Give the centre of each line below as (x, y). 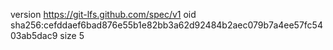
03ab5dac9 (34, 35)
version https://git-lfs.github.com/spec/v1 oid (103, 14)
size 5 (72, 35)
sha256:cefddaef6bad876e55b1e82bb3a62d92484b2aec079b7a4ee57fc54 (166, 25)
